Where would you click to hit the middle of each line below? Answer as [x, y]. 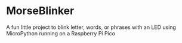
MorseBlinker [40, 11]
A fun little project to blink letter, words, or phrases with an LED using [91, 27]
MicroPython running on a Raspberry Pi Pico [61, 33]
